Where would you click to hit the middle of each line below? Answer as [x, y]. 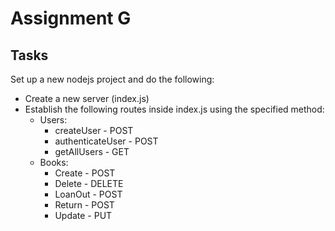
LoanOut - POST [88, 194]
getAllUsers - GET [92, 151]
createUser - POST [94, 130]
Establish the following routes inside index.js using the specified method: [174, 109]
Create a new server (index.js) [87, 98]
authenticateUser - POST [106, 141]
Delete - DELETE [89, 183]
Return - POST [84, 205]
